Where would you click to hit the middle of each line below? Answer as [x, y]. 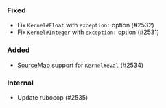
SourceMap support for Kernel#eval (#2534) [80, 65]
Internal [21, 83]
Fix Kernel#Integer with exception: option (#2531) [88, 32]
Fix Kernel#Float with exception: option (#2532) [85, 25]
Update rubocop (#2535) [52, 97]
